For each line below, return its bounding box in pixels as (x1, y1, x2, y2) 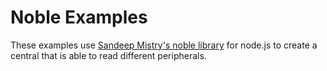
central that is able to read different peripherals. (10, 49, 207, 61)
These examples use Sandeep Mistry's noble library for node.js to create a (10, 39, 318, 51)
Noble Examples (10, 6, 148, 29)
